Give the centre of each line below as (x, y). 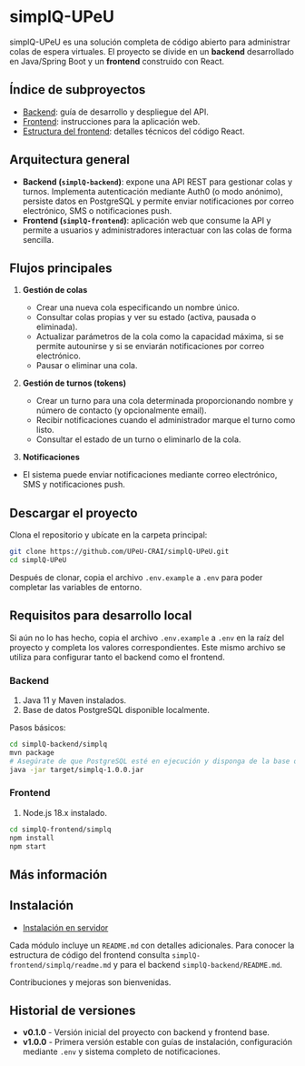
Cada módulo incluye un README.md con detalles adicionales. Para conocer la (152, 945)
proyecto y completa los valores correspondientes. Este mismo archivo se (148, 647)
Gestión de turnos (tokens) (74, 383)
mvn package (32, 752)
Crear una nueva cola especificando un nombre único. (138, 307)
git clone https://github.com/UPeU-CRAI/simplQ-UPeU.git (119, 552)
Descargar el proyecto (74, 513)
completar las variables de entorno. (76, 587)
